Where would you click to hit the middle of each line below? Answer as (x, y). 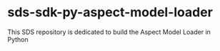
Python (18, 39)
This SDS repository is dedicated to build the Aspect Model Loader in (109, 32)
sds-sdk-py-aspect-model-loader (110, 12)
